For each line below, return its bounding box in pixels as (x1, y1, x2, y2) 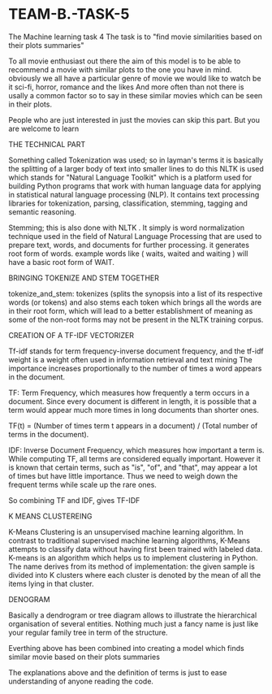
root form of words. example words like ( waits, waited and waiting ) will (8, 249, 248, 258)
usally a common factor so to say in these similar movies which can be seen (8, 90, 263, 100)
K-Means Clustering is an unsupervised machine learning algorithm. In (8, 527, 244, 536)
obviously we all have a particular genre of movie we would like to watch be (8, 73, 261, 83)
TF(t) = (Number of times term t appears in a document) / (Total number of (8, 420, 258, 431)
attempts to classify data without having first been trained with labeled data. (8, 544, 263, 553)
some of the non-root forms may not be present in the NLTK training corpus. (8, 314, 264, 324)
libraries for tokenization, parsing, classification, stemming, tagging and (8, 198, 248, 208)
